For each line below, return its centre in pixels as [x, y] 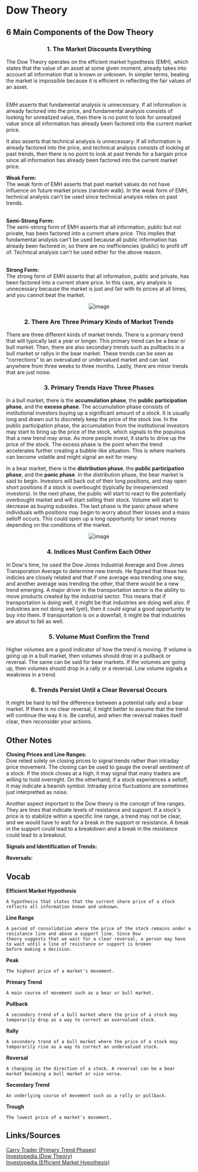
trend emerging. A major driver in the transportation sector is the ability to [95, 590]
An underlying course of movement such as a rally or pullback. [87, 1095]
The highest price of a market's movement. [60, 971]
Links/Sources [33, 1136]
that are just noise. [29, 373]
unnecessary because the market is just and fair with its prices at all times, [97, 289]
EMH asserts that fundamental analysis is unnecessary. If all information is [96, 105]
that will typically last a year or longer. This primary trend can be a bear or [96, 341]
